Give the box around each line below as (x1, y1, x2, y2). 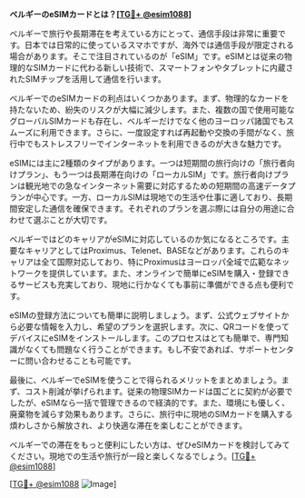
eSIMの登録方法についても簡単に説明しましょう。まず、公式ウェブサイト (9, 310, 281, 321)
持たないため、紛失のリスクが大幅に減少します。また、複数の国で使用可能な (9, 105, 295, 115)
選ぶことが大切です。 (33, 214, 113, 225)
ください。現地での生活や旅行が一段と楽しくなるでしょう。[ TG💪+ (9, 451, 256, 462)
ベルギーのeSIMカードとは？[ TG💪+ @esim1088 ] (9, 9, 192, 19)
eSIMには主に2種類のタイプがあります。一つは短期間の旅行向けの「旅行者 (9, 158, 288, 168)
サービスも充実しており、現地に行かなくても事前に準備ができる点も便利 (16, 279, 287, 290)
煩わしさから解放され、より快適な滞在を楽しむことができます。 (9, 420, 248, 431)
